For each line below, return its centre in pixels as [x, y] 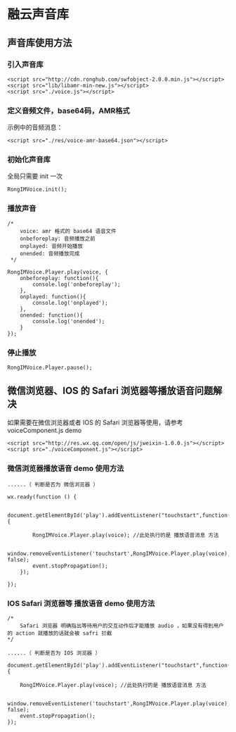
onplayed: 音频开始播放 [51, 246]
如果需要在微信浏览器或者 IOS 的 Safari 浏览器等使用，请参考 [95, 422]
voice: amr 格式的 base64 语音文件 [68, 231]
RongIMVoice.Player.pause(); [50, 368]
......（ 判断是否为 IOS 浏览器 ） [54, 653]
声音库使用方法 [40, 43]
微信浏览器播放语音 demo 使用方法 [66, 468]
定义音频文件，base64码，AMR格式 [68, 111]
